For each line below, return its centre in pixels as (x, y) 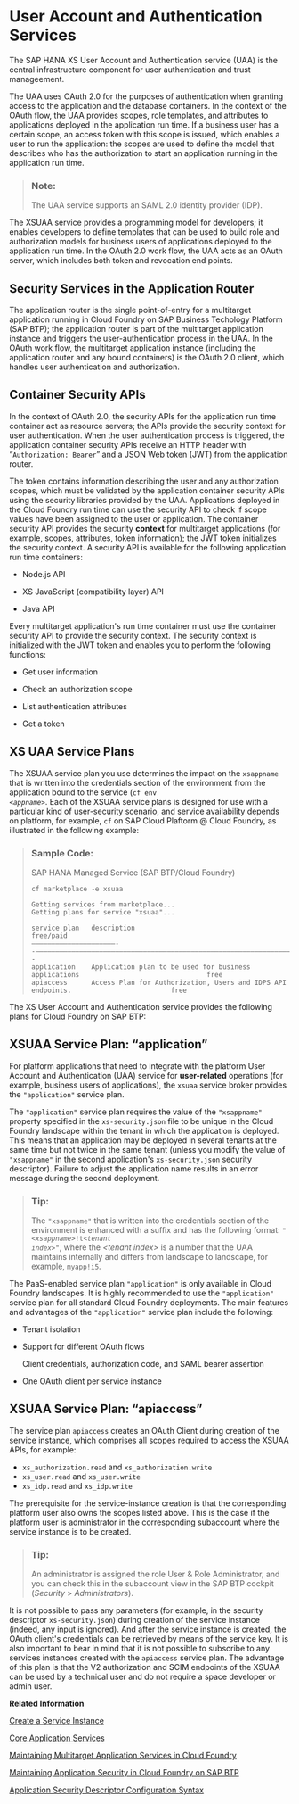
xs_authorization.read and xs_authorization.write (117, 1467)
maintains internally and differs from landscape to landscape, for (149, 1257)
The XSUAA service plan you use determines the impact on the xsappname (144, 773)
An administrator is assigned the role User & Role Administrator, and (155, 1574)
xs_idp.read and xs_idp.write (77, 1485)
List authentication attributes (74, 706)
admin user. (31, 1686)
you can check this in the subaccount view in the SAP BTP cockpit (152, 1584)
